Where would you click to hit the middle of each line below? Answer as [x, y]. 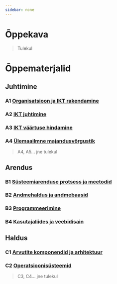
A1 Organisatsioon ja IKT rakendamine [52, 101]
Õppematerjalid [38, 68]
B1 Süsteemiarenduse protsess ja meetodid [58, 181]
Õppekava [27, 34]
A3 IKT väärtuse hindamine [39, 128]
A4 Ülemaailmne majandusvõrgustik [50, 141]
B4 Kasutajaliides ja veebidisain [44, 222]
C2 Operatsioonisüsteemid [38, 266]
